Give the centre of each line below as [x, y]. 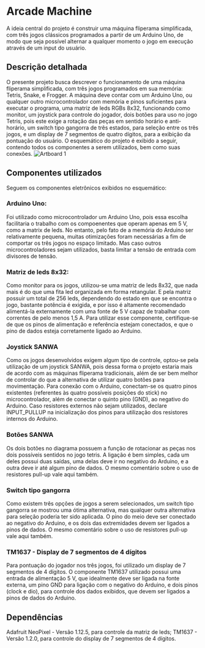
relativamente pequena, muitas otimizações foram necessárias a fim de [96, 236]
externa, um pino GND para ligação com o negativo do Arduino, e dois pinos [102, 585]
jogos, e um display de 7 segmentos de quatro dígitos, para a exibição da [99, 134]
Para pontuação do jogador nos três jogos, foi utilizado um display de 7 [96, 565]
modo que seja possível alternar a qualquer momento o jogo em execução [100, 41]
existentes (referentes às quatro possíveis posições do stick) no [87, 393]
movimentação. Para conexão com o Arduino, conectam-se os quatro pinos [102, 386]
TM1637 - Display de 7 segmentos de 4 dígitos [76, 552]
